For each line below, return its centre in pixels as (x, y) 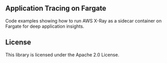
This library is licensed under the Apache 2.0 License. (62, 55)
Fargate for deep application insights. (45, 26)
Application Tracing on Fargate (56, 8)
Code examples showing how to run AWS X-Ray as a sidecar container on (83, 20)
